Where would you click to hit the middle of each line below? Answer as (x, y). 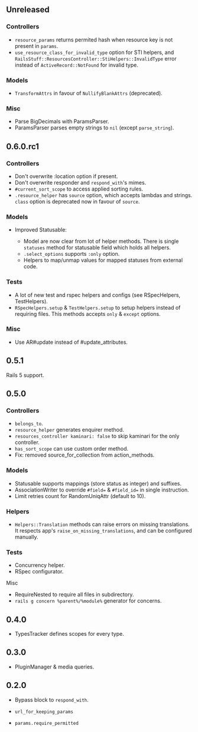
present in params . (36, 46)
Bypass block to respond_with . (51, 699)
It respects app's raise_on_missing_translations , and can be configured (103, 530)
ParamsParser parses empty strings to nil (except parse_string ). (94, 128)
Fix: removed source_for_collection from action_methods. (85, 455)
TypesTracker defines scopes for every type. (69, 634)
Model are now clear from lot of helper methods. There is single (101, 241)
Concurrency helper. (40, 565)
